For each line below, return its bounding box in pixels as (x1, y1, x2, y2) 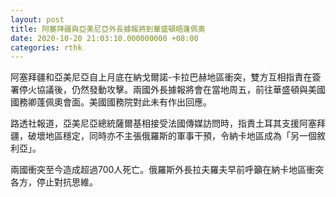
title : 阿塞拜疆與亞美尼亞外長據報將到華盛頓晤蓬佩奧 (10, 24, 206, 34)
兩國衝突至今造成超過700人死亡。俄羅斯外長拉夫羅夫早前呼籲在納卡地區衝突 (10, 164, 325, 176)
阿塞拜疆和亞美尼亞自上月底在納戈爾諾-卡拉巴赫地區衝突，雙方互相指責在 (10, 71, 313, 83)
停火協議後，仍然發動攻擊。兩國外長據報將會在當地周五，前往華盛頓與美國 (18, 84, 326, 96)
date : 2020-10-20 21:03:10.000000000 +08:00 (10, 33, 199, 43)
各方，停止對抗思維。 (10, 176, 98, 188)
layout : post (10, 14, 65, 25)
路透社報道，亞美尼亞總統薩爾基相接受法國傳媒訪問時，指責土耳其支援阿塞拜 (10, 117, 326, 130)
